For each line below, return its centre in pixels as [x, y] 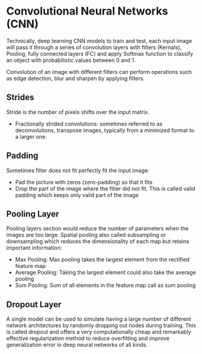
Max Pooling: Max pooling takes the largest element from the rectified [102, 259]
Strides [20, 97]
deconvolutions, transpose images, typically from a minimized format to [105, 130]
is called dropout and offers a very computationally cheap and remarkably [99, 332]
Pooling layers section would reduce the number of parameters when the [98, 229]
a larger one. [31, 136]
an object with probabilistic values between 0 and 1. [71, 60]
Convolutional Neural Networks [87, 11]
